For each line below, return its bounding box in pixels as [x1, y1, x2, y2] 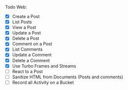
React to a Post [12, 68, 43, 74]
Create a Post [12, 14, 40, 19]
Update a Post [12, 30, 41, 36]
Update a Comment [12, 52, 52, 58]
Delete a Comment [12, 57, 50, 63]
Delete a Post [12, 36, 40, 41]
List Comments [12, 46, 43, 53]
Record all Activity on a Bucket [12, 79, 74, 85]
